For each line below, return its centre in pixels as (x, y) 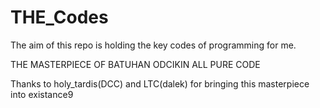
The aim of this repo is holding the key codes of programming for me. (153, 45)
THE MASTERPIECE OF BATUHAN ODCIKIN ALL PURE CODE (135, 64)
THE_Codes (59, 17)
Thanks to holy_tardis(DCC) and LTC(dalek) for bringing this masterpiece (160, 83)
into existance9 (42, 94)
